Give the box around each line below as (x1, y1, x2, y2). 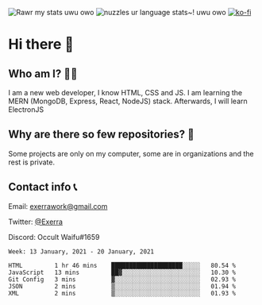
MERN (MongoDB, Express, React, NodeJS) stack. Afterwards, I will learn (8, 96, 248, 106)
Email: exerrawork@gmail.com (8, 201, 108, 210)
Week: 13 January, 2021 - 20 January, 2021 (8, 247, 155, 256)
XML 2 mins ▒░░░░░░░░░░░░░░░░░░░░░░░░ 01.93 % (8, 289, 237, 297)
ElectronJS (8, 105, 44, 114)
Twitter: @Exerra (8, 217, 64, 226)
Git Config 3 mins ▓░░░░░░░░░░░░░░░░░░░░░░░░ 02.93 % (8, 275, 237, 284)
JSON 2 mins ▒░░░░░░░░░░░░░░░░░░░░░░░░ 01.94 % (8, 282, 237, 290)
